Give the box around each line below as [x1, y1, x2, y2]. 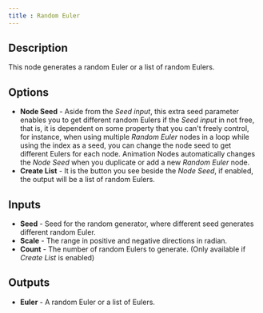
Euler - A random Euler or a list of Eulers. [19, 297, 156, 307]
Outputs [8, 276, 50, 290]
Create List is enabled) [19, 253, 95, 263]
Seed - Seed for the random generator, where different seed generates [19, 219, 254, 228]
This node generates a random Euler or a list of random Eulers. [8, 62, 215, 72]
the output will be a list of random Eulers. [19, 175, 156, 184]
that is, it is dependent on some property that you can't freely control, [19, 124, 249, 133]
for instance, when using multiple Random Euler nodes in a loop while [19, 133, 249, 142]
